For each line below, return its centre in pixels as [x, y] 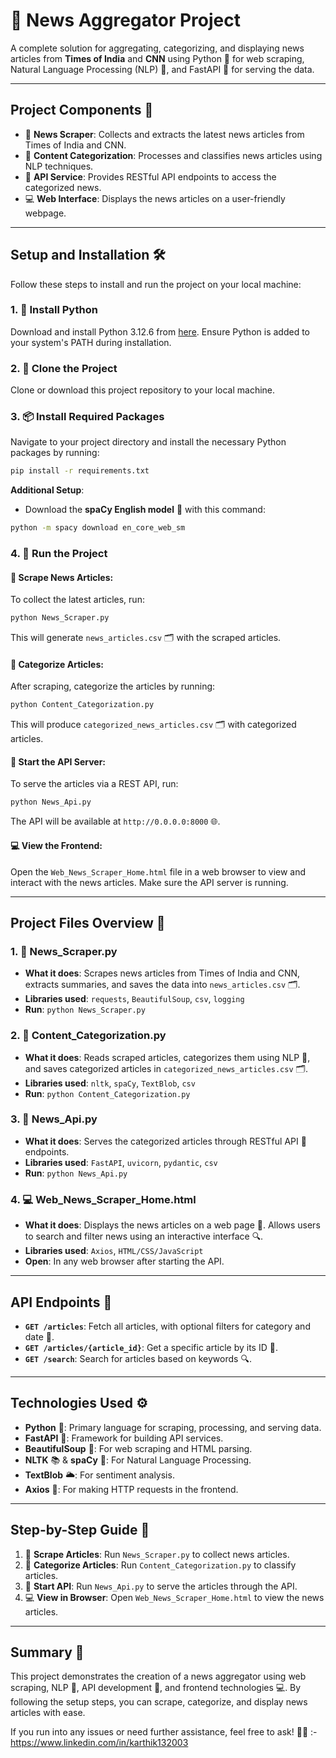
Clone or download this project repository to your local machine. [143, 390]
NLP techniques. [59, 166]
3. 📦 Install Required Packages [87, 417]
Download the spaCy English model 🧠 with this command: [145, 510]
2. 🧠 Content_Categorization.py [88, 1036]
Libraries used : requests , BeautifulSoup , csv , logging [134, 999]
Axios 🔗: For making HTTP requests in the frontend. [131, 1489]
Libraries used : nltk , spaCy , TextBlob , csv [110, 1083]
